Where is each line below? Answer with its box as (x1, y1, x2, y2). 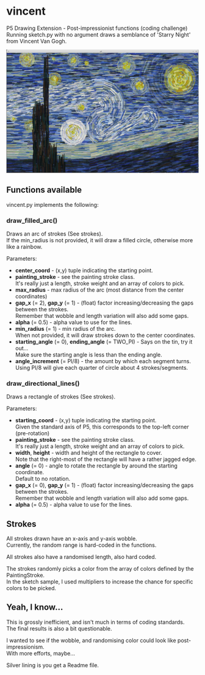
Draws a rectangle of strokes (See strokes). (6, 393, 116, 400)
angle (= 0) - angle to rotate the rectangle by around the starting (15, 462, 178, 469)
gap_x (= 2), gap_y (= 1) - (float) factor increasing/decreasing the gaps (15, 299, 194, 306)
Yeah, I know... (6, 602, 63, 613)
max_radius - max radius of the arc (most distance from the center (15, 286, 184, 294)
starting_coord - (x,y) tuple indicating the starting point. (15, 417, 157, 424)
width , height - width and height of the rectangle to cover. (15, 449, 163, 457)
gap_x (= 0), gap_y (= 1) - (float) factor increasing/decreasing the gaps (15, 482, 194, 489)
